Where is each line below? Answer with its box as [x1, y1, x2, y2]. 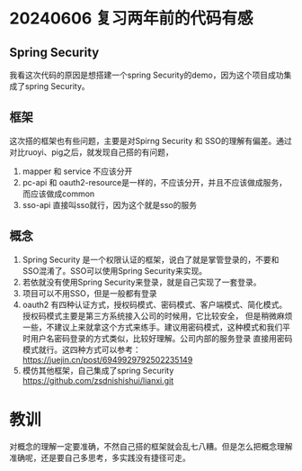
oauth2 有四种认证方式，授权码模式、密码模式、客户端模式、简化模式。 [22, 299, 288, 310]
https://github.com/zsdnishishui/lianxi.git [22, 375, 174, 385]
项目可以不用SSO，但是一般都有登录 [22, 287, 157, 298]
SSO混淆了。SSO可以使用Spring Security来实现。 [22, 265, 208, 276]
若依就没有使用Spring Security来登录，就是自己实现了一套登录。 [22, 276, 262, 287]
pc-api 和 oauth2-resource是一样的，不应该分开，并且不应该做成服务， [22, 177, 288, 187]
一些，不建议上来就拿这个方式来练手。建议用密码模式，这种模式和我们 [22, 322, 283, 332]
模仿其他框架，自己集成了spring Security [22, 365, 174, 376]
